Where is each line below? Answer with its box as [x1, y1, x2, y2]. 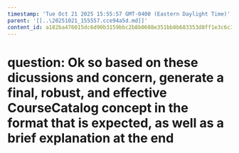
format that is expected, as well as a [7, 115, 224, 131]
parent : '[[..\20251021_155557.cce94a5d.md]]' [7, 17, 148, 24]
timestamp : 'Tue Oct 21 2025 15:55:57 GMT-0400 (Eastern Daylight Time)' [7, 10, 231, 18]
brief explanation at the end [7, 130, 174, 146]
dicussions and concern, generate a [7, 69, 224, 85]
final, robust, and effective [7, 85, 167, 100]
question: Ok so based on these [7, 54, 198, 70]
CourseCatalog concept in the [7, 100, 188, 116]
